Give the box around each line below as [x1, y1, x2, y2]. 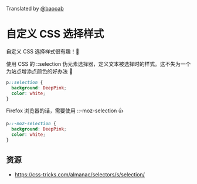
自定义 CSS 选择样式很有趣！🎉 [6, 48, 80, 55]
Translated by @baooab [6, 5, 64, 12]
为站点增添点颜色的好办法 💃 [6, 68, 73, 75]
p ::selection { [6, 79, 43, 85]
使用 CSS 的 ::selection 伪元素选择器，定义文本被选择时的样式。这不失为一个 [6, 60, 191, 67]
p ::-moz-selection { [6, 121, 57, 127]
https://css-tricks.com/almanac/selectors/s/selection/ [14, 170, 145, 178]
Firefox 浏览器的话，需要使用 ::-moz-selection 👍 [6, 107, 124, 114]
